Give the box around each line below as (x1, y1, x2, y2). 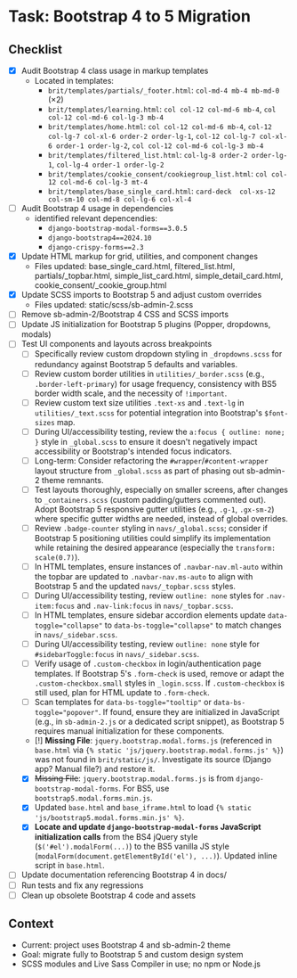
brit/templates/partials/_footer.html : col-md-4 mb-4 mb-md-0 (47, 85, 280, 95)
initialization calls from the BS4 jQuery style (34, 832, 198, 842)
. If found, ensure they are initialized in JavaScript (98, 707, 280, 718)
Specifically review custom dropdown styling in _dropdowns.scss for (34, 349, 283, 359)
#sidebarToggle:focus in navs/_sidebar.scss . (34, 649, 200, 660)
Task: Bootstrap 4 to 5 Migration (8, 6, 251, 27)
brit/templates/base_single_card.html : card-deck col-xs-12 (47, 185, 277, 197)
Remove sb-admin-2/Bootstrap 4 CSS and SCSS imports (20, 309, 229, 320)
